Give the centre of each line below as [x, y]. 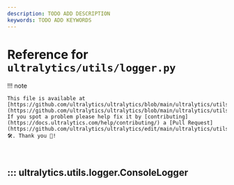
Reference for [48, 55]
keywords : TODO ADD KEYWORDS [49, 20]
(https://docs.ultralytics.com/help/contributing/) [84, 123]
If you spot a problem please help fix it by [74, 117]
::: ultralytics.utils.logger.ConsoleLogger [98, 172]
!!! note [17, 86]
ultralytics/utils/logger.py [92, 68]
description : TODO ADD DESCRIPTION [59, 14]
